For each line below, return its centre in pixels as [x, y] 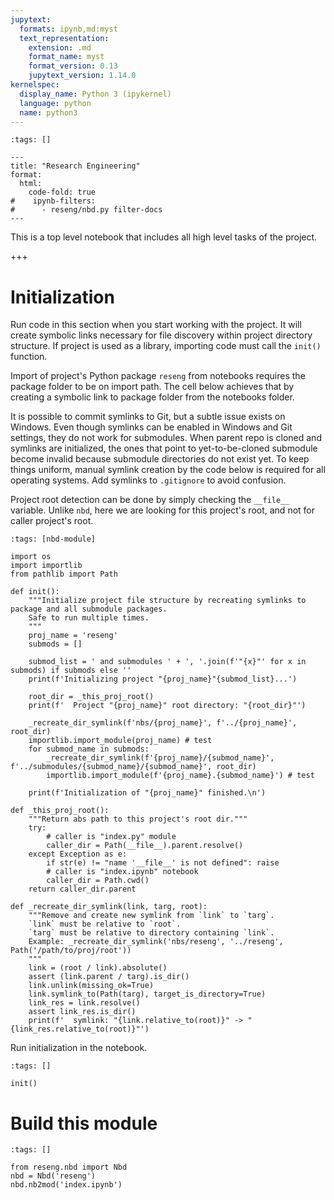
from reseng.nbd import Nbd [69, 1167]
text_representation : [64, 38]
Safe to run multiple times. [89, 618]
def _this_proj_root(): [60, 811]
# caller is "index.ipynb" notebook [122, 872]
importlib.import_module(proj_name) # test [120, 741]
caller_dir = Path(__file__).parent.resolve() [145, 846]
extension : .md [60, 47]
